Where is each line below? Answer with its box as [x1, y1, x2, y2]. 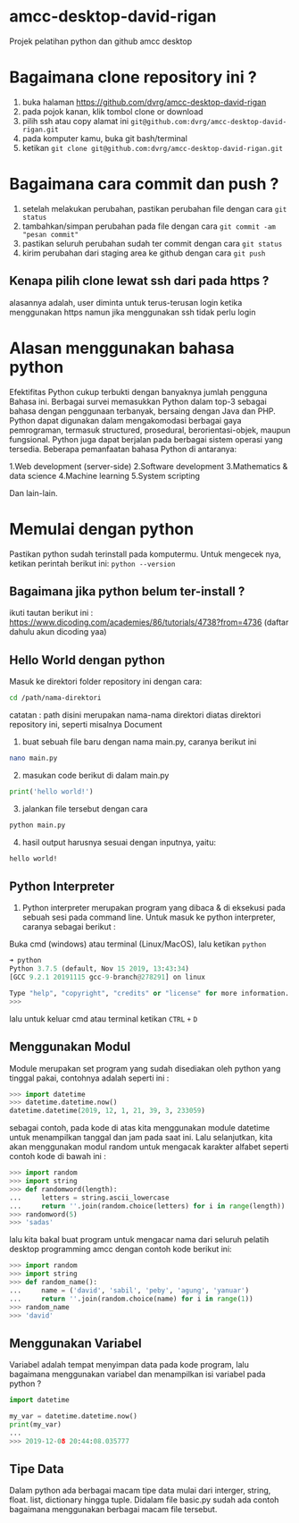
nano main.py [9, 753, 58, 762]
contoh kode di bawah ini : [9, 1151, 107, 1162]
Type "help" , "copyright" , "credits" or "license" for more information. [9, 989, 290, 997]
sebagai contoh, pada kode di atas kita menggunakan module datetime [9, 1123, 270, 1133]
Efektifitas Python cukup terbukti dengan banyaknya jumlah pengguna [9, 386, 268, 397]
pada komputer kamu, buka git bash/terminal [21, 132, 187, 144]
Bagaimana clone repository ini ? [9, 67, 257, 88]
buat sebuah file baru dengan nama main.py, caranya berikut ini [21, 736, 257, 747]
